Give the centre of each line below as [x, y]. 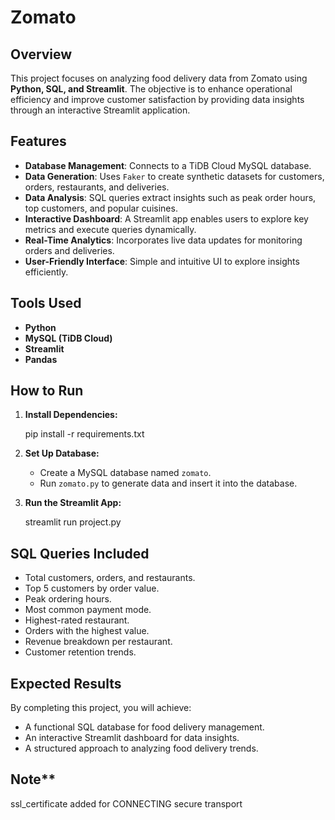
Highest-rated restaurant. [77, 620]
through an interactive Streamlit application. [100, 110]
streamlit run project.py [73, 522]
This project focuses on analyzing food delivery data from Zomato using [159, 78]
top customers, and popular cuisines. [101, 208]
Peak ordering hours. [68, 599]
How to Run [47, 391]
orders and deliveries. [69, 250]
